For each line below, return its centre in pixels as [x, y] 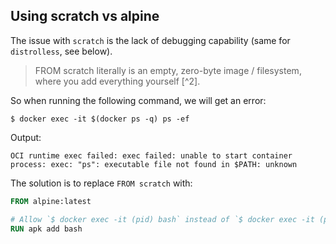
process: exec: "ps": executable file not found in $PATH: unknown [154, 164]
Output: [26, 137]
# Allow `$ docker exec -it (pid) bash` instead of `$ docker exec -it [162, 219]
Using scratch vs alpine [85, 16]
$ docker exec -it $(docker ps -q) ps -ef [100, 119]
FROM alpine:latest [51, 201]
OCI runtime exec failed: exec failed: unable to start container [151, 155]
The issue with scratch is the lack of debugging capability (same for [150, 40]
